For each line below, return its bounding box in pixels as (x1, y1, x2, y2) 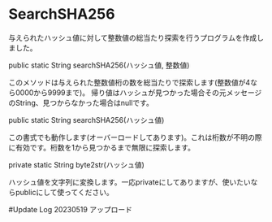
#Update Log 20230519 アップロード (8, 204, 132, 214)
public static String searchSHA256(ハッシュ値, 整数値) (8, 60, 190, 70)
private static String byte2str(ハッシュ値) (8, 159, 145, 169)
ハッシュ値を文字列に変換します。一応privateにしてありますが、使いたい (8, 176, 252, 187)
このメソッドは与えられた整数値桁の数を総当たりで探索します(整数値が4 (8, 77, 251, 87)
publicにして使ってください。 (15, 187, 114, 197)
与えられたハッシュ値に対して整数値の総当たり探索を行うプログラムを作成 (8, 33, 257, 42)
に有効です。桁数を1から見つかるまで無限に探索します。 (8, 142, 195, 152)
